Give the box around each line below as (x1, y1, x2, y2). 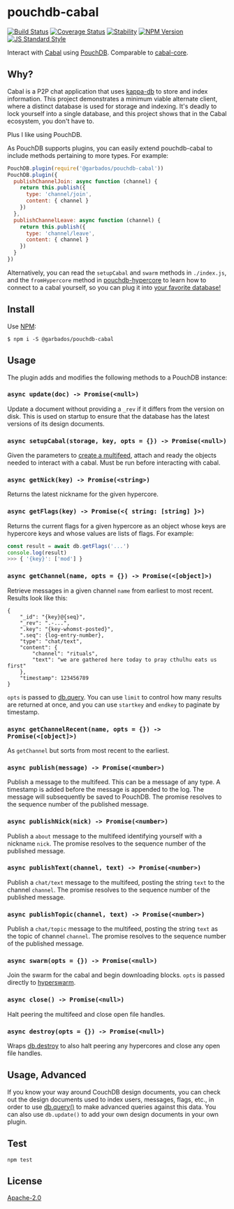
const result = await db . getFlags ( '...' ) (7, 542, 130, 549)
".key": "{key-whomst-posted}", (20, 625, 114, 632)
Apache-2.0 (7, 1194, 42, 1202)
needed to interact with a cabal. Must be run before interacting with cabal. (7, 458, 221, 467)
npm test (7, 1156, 33, 1164)
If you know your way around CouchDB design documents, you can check (7, 1087, 221, 1096)
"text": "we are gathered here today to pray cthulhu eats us (32, 656, 217, 663)
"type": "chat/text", (20, 637, 82, 645)
